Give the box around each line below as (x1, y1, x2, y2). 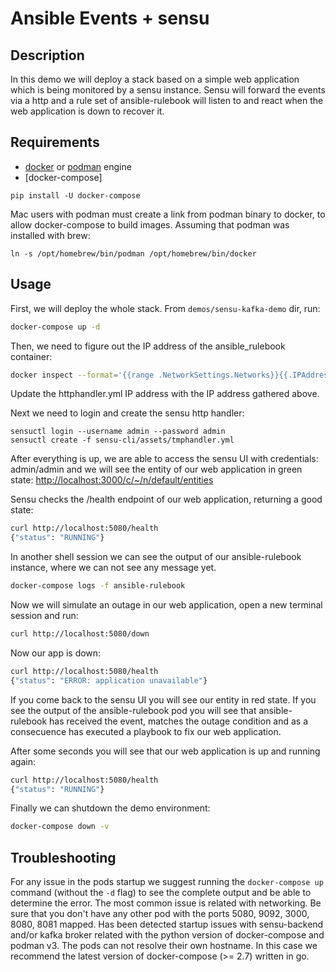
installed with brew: (10, 229, 91, 241)
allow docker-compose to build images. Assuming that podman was (10, 218, 290, 231)
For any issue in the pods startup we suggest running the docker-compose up (10, 876, 324, 888)
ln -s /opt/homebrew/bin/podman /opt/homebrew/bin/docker (10, 248, 257, 259)
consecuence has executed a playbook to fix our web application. (10, 725, 282, 737)
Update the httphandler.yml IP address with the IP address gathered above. (10, 388, 320, 400)
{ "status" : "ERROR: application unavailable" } (10, 675, 208, 686)
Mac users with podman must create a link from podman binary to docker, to (10, 208, 326, 220)
